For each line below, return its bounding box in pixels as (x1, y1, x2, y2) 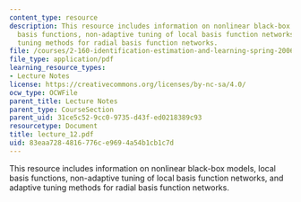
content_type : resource (9, 13, 99, 22)
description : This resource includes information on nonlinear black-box (9, 22, 291, 31)
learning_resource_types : (9, 64, 106, 73)
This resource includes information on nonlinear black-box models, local (9, 162, 276, 173)
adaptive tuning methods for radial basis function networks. (9, 181, 230, 193)
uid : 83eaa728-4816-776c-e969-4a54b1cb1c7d (9, 138, 175, 147)
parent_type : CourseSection (9, 105, 115, 114)
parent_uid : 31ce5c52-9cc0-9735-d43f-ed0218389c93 (9, 113, 202, 122)
